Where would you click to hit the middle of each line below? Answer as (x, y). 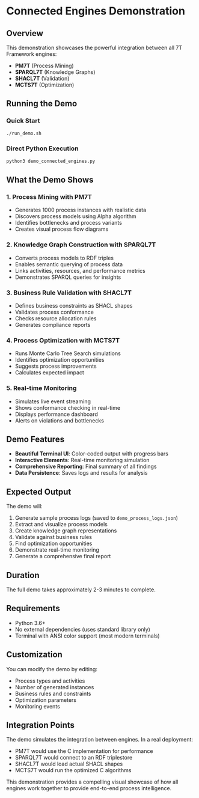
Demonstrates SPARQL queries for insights (68, 277)
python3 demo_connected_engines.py (51, 161)
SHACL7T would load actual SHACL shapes (69, 764)
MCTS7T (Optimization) (44, 85)
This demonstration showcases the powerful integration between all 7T (94, 47)
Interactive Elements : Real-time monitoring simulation (82, 460)
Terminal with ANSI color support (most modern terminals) (87, 636)
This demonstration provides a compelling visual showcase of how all (92, 782)
